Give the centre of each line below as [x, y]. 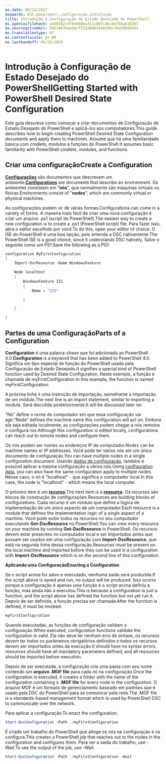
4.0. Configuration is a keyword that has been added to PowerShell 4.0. [78, 358]
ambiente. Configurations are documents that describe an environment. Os [82, 182]
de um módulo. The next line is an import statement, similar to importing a [80, 399]
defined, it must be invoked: [33, 606]
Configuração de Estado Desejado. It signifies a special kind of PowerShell [81, 368]
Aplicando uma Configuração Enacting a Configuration [62, 565]
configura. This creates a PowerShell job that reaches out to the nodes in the [83, 737]
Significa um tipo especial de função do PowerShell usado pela [70, 363]
